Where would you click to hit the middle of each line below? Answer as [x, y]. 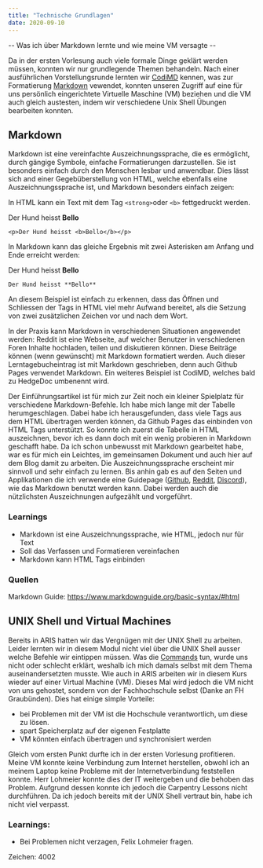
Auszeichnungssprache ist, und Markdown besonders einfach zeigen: [121, 187]
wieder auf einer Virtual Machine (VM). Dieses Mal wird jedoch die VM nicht [131, 682]
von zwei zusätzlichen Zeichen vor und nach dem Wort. [98, 316]
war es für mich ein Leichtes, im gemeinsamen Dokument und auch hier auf [130, 455]
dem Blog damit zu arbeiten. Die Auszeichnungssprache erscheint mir [121, 463]
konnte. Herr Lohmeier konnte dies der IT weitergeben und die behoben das [131, 779]
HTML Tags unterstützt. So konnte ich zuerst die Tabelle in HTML [114, 430]
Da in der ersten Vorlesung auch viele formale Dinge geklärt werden [118, 60]
